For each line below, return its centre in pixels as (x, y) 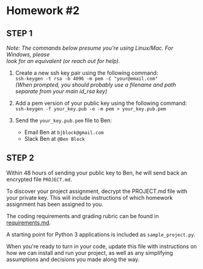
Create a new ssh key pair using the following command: (87, 73)
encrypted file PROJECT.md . (39, 179)
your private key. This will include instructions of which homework (90, 197)
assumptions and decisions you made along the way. (73, 259)
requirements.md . (29, 222)
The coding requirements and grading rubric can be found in (83, 216)
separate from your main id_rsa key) (61, 91)
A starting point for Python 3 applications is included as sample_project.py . (101, 234)
